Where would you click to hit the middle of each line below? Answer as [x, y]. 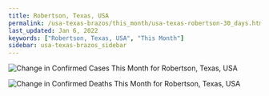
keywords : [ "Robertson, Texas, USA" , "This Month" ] [96, 38]
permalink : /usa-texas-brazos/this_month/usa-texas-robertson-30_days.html [137, 23]
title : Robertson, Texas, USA [59, 16]
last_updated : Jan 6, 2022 [53, 30]
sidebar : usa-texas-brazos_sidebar [68, 46]
